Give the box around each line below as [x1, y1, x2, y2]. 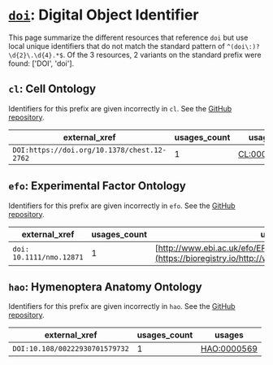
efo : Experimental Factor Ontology [8, 179, 187, 193]
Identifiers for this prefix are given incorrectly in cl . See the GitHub [8, 103, 232, 113]
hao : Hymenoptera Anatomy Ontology [8, 280, 202, 293]
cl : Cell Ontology [8, 82, 96, 96]
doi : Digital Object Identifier [8, 6, 199, 24]
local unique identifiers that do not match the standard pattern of [8, 41, 225, 50]
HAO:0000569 [200, 343, 258, 354]
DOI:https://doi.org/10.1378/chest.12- [12, 145, 167, 154]
